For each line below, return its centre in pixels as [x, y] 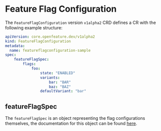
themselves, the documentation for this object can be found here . [71, 124]
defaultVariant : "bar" [63, 91]
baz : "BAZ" [60, 87]
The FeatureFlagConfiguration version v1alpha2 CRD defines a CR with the [80, 22]
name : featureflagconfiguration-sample [50, 50]
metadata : [15, 46]
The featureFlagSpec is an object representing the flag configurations [75, 118]
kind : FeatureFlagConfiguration [38, 41]
